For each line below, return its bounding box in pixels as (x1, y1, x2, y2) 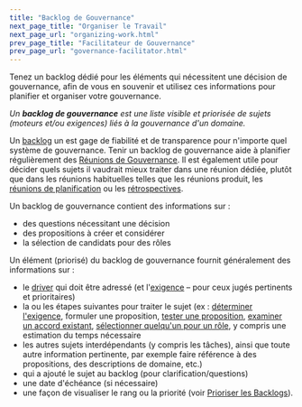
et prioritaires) (22, 291, 76, 302)
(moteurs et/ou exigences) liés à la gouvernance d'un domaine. (9, 118, 246, 129)
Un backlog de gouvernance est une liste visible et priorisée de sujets (9, 108, 271, 119)
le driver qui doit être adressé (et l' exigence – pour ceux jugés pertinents (22, 282, 293, 293)
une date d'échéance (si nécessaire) (22, 378, 159, 389)
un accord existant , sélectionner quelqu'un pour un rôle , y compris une (22, 320, 287, 331)
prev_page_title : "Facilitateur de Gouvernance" (9, 38, 196, 48)
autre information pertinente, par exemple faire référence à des (22, 349, 257, 360)
